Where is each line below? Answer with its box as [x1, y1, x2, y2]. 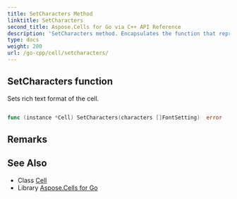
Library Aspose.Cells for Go [17, 184, 98, 192]
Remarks [7, 133, 48, 145]
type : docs [7, 37, 39, 44]
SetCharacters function [7, 75, 114, 88]
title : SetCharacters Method [7, 10, 93, 18]
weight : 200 [7, 43, 42, 50]
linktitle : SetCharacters [7, 17, 83, 24]
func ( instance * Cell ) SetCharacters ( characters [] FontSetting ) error [7, 114, 222, 121]
